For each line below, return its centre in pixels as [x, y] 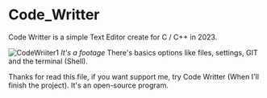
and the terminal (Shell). [48, 61]
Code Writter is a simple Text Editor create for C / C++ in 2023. [113, 37]
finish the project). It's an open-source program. [89, 85]
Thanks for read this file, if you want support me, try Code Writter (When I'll [134, 76]
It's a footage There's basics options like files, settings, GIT [159, 52]
